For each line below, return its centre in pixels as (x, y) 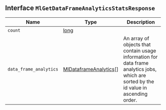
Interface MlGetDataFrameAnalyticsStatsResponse (80, 8)
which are (135, 75)
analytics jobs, (140, 69)
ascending (135, 94)
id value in (135, 87)
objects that (137, 44)
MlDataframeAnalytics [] (91, 69)
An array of (136, 38)
